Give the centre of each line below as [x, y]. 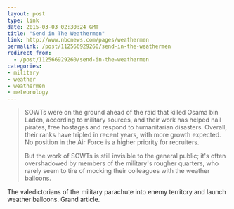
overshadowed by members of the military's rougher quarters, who [122, 163]
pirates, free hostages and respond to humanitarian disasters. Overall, [125, 127]
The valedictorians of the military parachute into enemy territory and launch [117, 192]
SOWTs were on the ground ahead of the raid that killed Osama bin [122, 113]
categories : [25, 66]
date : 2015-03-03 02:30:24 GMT [53, 27]
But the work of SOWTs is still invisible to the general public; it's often [125, 156]
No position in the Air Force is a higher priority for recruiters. [112, 142]
